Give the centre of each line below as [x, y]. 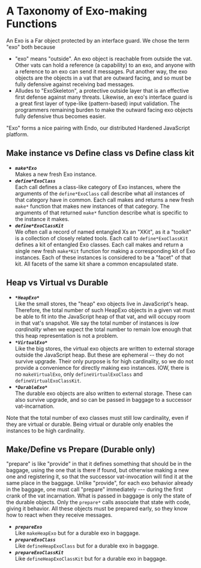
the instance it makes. [42, 219]
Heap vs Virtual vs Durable [57, 283]
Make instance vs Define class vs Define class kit [100, 153]
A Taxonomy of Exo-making [77, 11]
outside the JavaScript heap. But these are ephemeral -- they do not [99, 355]
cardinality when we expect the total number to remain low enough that [103, 329]
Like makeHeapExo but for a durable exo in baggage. [77, 533]
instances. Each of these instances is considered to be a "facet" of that [103, 257]
